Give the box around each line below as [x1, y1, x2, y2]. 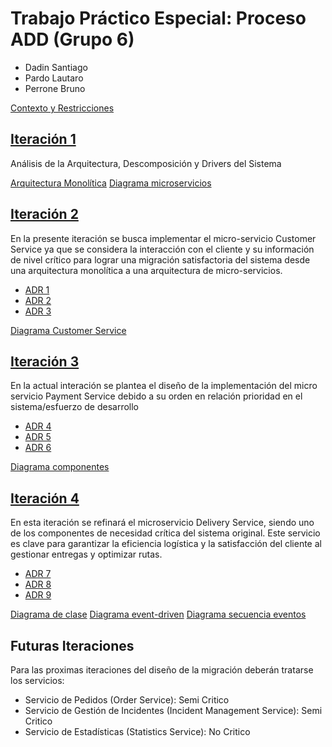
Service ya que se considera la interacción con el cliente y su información [10, 243, 315, 255]
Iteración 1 [10, 131, 77, 148]
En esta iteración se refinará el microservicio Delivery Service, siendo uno [10, 517, 315, 529]
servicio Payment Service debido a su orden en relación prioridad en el [10, 390, 303, 402]
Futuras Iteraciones [10, 637, 135, 654]
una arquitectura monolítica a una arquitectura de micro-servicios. [10, 264, 283, 276]
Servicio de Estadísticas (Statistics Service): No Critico [24, 726, 251, 737]
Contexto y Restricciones [10, 102, 115, 114]
